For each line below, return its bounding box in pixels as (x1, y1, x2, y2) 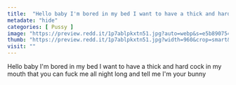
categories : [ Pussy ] (7, 23, 74, 30)
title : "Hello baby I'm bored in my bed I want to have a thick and (7, 10, 216, 18)
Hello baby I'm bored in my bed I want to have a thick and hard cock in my (7, 63, 222, 70)
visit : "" (7, 43, 37, 50)
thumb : (7, 37, 27, 44)
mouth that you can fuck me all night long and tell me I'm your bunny (7, 70, 206, 78)
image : (7, 30, 27, 37)
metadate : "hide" (7, 17, 58, 24)
